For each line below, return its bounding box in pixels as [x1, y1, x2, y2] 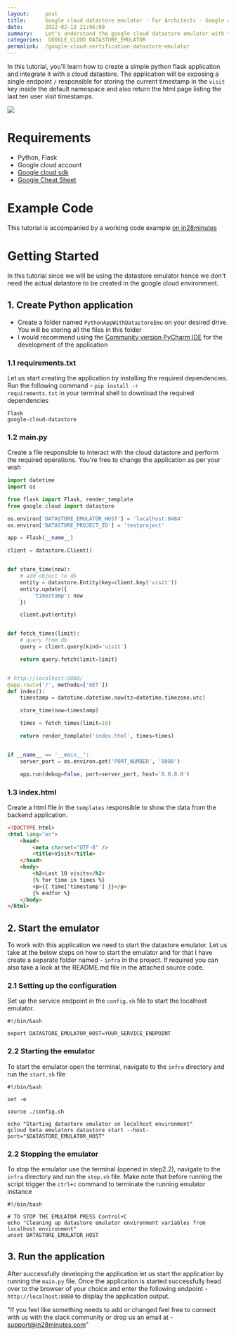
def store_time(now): [7, 566, 71, 573]
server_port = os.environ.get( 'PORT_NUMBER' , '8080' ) [20, 757, 181, 765]
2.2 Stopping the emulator [7, 1149, 99, 1159]
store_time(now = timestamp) [20, 707, 99, 714]
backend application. [7, 810, 68, 819]
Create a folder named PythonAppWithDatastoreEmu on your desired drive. [17, 318, 228, 326]
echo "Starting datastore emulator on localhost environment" [7, 1120, 193, 1127]
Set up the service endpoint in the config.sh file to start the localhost [7, 996, 207, 1006]
